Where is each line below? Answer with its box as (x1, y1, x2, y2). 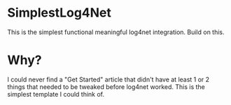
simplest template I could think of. (7, 90, 105, 98)
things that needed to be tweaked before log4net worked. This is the (7, 82, 205, 91)
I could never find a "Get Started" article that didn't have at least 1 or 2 (7, 75, 210, 83)
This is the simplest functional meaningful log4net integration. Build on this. (7, 28, 225, 36)
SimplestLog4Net (7, 5, 112, 21)
